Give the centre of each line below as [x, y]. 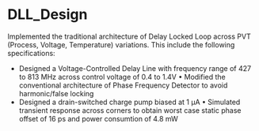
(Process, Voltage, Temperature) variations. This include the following [121, 44]
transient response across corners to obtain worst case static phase [130, 110]
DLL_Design [48, 15]
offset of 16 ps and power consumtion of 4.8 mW [99, 118]
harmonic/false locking [56, 93]
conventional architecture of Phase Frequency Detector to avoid [123, 85]
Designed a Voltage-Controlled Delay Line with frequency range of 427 [135, 68]
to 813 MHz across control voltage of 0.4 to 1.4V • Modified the [122, 77]
